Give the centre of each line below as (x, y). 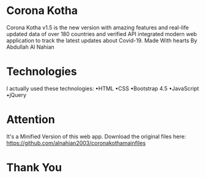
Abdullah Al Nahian (31, 47)
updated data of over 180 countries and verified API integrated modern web (102, 34)
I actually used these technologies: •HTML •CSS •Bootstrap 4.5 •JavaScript (103, 88)
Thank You (34, 168)
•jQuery (16, 94)
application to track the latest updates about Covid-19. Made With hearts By (102, 40)
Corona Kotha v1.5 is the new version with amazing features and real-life (98, 27)
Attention (31, 120)
